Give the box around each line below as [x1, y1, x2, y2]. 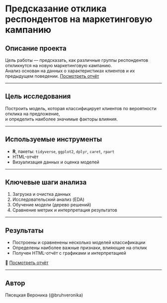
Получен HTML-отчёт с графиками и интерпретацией [12, 250, 126, 256]
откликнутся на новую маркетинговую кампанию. [5, 63, 112, 68]
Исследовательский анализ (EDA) [12, 196, 84, 202]
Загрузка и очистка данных [12, 191, 71, 197]
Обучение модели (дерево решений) [12, 202, 91, 208]
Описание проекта [5, 44, 67, 52]
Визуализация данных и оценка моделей [12, 159, 99, 165]
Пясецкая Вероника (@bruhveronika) [5, 292, 83, 298]
